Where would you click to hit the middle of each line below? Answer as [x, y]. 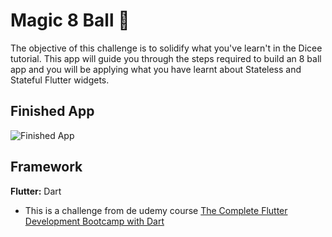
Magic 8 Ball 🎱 [70, 20]
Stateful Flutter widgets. [60, 80]
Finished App [52, 111]
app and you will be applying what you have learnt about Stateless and [156, 69]
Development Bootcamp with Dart [94, 221]
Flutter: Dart [36, 191]
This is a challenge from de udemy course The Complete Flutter [156, 210]
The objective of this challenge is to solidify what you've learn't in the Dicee [166, 48]
